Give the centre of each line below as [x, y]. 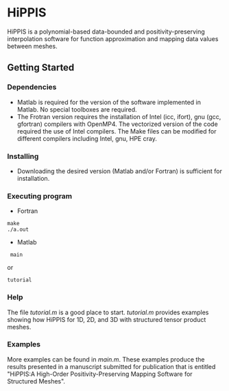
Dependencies [32, 87]
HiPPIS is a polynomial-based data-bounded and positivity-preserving [106, 31]
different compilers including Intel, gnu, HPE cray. [87, 138]
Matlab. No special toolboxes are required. [77, 109]
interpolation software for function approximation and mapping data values [113, 38]
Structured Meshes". [36, 381]
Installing [23, 156]
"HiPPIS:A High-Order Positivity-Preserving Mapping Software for [100, 374]
